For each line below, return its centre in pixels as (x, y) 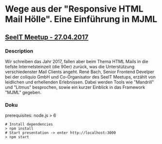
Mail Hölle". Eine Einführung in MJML (81, 19)
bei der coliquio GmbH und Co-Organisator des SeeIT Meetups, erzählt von (81, 77)
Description (19, 51)
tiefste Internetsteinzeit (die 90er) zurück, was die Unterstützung (70, 66)
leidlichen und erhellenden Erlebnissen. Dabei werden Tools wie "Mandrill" (80, 82)
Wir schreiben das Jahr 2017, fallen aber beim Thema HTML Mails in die (77, 61)
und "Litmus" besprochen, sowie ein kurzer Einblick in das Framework (75, 87)
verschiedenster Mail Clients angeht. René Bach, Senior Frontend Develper (80, 72)
